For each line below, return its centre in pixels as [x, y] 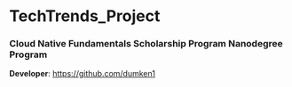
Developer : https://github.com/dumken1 [82, 74]
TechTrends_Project [85, 16]
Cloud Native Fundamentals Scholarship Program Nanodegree [146, 44]
